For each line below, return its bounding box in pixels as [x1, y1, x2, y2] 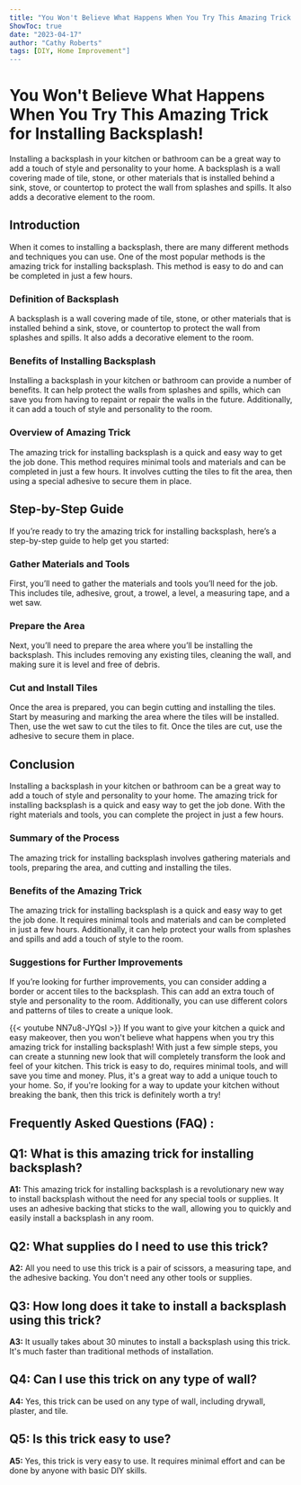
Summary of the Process [9, 832, 120, 844]
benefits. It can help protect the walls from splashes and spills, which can [9, 384, 281, 396]
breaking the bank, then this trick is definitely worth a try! [9, 1090, 222, 1101]
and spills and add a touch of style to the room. [9, 933, 184, 944]
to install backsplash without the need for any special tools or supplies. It [9, 1193, 279, 1204]
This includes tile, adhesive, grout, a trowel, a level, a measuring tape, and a [9, 587, 290, 598]
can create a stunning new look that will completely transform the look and [9, 1051, 286, 1062]
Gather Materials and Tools [9, 557, 130, 570]
